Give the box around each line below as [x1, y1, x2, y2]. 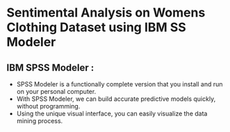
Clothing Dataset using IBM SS [6, 19, 187, 35]
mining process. [16, 117, 63, 125]
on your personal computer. [16, 88, 97, 95]
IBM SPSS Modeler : [6, 62, 95, 73]
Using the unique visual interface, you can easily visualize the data [16, 109, 208, 117]
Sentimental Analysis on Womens [6, 5, 206, 21]
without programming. [16, 102, 81, 110]
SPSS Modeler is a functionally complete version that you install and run [16, 80, 223, 88]
